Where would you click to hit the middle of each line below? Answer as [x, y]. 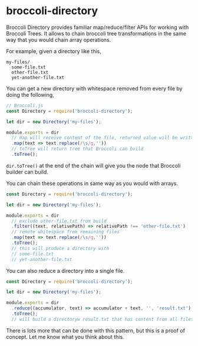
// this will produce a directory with [60, 248]
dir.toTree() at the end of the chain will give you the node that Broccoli [93, 165]
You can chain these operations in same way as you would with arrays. [92, 183]
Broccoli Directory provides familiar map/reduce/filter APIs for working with [98, 27]
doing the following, [30, 94]
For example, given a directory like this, [54, 51]
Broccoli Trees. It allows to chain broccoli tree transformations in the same [96, 33]
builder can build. [27, 172]
